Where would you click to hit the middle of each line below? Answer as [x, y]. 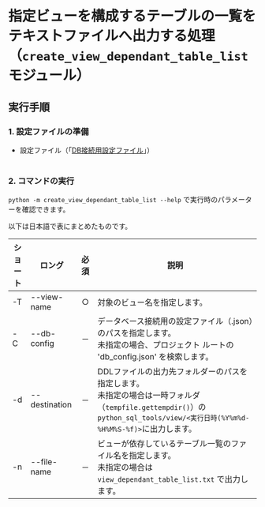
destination [51, 405]
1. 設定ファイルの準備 [49, 131]
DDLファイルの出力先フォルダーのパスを [173, 372]
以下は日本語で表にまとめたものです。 [70, 227]
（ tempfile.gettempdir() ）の [152, 407]
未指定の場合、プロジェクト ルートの [166, 345]
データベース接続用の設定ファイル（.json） [175, 321]
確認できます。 [46, 209]
